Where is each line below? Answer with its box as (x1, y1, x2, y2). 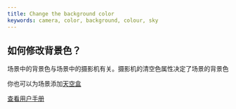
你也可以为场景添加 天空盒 (7, 79, 81, 88)
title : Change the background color (7, 10, 114, 18)
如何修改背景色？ (7, 44, 81, 56)
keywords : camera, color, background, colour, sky (7, 17, 159, 24)
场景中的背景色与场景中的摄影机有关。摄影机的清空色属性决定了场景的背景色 (7, 65, 229, 73)
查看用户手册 (7, 94, 44, 103)
